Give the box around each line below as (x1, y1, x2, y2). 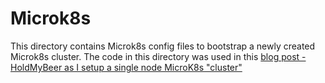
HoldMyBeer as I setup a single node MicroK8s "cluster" (10, 61, 243, 73)
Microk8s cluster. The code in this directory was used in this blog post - (10, 50, 307, 62)
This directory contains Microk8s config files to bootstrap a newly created (10, 40, 316, 52)
